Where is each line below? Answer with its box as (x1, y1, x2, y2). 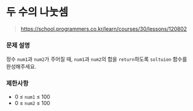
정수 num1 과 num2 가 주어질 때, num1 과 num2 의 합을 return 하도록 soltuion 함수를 (6, 56, 188, 63)
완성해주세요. (6, 63, 37, 70)
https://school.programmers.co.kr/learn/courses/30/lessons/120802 (20, 25, 187, 32)
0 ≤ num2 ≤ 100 (14, 99, 50, 106)
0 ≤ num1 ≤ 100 (14, 93, 50, 100)
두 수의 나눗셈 (6, 5, 68, 19)
